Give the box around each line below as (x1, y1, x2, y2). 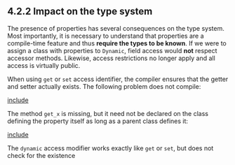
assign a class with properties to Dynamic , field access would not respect (7, 46, 217, 55)
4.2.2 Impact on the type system (7, 6, 153, 17)
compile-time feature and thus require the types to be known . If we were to (7, 38, 227, 48)
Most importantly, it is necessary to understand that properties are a (7, 31, 205, 40)
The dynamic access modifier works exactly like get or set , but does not (7, 143, 214, 152)
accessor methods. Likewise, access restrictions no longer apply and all (7, 54, 215, 62)
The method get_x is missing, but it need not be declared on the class (7, 109, 209, 117)
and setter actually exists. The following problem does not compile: (7, 82, 201, 90)
